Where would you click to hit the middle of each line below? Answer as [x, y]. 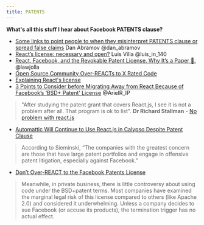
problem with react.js [48, 117]
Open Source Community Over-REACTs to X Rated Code [86, 73]
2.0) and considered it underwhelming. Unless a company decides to [108, 203]
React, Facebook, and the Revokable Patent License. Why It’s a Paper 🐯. [105, 60]
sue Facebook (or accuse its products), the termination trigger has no [108, 210]
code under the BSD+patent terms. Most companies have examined [106, 190]
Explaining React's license [48, 80]
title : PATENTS [26, 12]
